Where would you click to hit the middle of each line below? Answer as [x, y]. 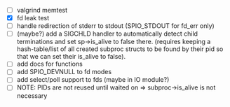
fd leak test [33, 18]
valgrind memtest [42, 10]
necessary [32, 95]
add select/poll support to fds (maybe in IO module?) [93, 80]
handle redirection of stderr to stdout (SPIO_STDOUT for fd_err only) [115, 26]
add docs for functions [50, 64]
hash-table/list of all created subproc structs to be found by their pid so [120, 49]
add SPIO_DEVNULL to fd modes [64, 72]
